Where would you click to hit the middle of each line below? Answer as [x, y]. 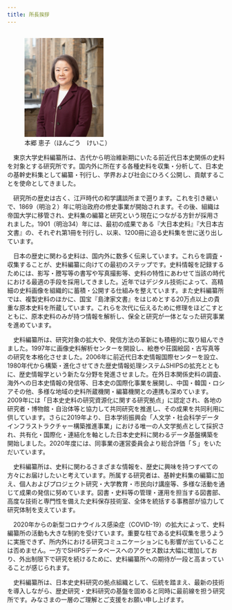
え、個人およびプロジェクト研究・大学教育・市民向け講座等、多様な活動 [110, 484]
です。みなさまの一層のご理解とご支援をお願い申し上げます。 [100, 600]
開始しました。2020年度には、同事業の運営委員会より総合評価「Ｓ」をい [112, 444]
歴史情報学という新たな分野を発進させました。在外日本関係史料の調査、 [122, 374]
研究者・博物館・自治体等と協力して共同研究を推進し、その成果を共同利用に [116, 409]
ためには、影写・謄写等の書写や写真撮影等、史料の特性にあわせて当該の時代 [116, 274]
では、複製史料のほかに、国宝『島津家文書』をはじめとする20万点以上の [110, 299]
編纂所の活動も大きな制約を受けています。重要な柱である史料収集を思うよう [116, 533]
